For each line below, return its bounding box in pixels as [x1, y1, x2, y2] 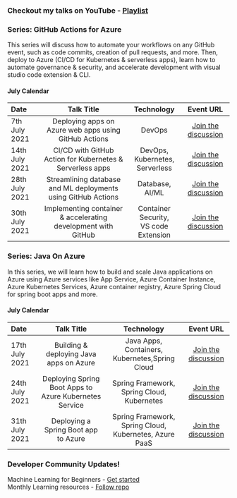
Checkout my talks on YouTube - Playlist [7, 6, 148, 16]
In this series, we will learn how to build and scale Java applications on [7, 267, 213, 276]
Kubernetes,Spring [112, 353, 175, 363]
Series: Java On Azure [7, 251, 86, 261]
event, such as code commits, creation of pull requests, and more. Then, [7, 48, 219, 56]
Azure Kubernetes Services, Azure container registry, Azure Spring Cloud [7, 282, 221, 291]
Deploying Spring [42, 373, 100, 383]
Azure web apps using [46, 126, 121, 135]
